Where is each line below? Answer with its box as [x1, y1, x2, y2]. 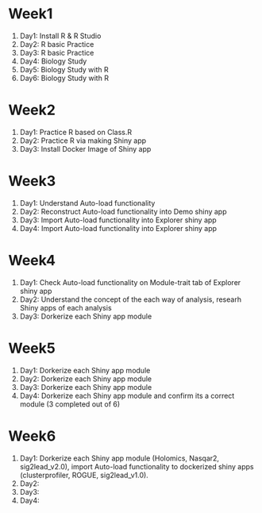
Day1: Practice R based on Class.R [19, 127, 133, 137]
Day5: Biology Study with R [19, 64, 109, 74]
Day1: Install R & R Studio [19, 31, 102, 40]
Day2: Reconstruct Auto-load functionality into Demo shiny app [19, 206, 228, 216]
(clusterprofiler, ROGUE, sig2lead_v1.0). [19, 470, 148, 480]
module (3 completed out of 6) [19, 399, 121, 409]
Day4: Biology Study [19, 56, 87, 66]
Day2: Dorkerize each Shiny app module [19, 374, 152, 384]
